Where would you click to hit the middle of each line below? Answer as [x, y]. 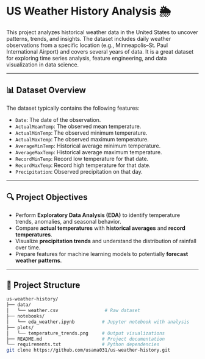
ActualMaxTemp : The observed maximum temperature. [82, 139]
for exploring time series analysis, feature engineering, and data [87, 58]
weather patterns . [38, 260]
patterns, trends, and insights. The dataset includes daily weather [89, 38]
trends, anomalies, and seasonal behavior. [68, 221]
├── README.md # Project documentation [86, 339]
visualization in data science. [43, 65]
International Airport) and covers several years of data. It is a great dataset [100, 51]
